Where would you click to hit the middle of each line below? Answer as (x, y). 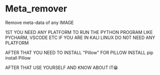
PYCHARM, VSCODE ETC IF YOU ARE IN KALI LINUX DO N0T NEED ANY (80, 37)
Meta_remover (36, 9)
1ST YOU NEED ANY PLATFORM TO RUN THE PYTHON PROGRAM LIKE (79, 32)
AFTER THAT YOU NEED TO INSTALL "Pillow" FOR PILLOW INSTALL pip (79, 52)
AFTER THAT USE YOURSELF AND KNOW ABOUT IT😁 (62, 67)
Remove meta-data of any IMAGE (39, 22)
